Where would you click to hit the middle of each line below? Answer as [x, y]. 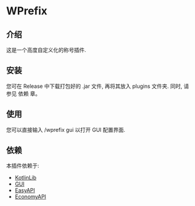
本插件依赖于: [23, 166]
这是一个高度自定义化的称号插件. [46, 50]
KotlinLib [26, 178]
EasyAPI [25, 190]
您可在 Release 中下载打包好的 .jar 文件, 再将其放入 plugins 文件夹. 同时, [95, 86]
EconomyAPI [30, 197]
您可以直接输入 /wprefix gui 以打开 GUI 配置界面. [66, 130]
